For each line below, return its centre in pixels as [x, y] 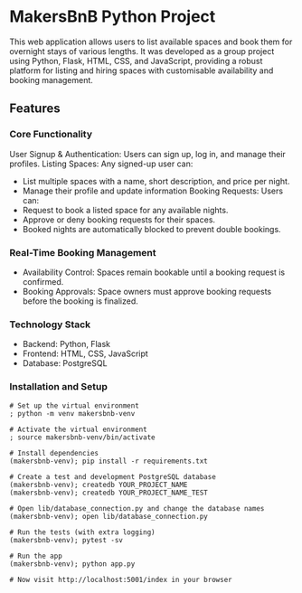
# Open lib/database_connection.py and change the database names [137, 508]
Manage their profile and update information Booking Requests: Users [152, 191]
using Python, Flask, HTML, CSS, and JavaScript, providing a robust [136, 61]
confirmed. [43, 281]
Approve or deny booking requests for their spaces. [118, 220]
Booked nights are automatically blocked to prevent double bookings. [152, 229]
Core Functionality [51, 135]
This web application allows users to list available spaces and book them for [151, 42]
